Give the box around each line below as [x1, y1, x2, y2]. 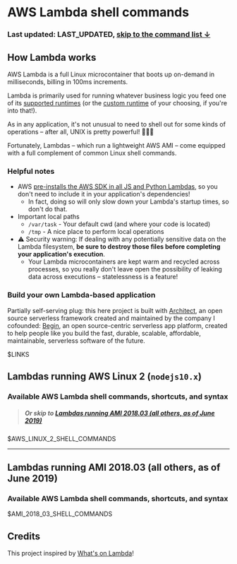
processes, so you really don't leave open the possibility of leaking [28, 265, 222, 274]
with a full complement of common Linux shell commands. [7, 148, 177, 157]
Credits [7, 530, 41, 542]
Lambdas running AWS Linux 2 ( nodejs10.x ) [7, 370, 202, 382]
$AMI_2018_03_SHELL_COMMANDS [7, 510, 113, 518]
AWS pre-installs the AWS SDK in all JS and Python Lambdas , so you [17, 182, 218, 191]
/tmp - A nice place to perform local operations [28, 228, 164, 236]
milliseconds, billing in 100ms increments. [7, 77, 128, 86]
